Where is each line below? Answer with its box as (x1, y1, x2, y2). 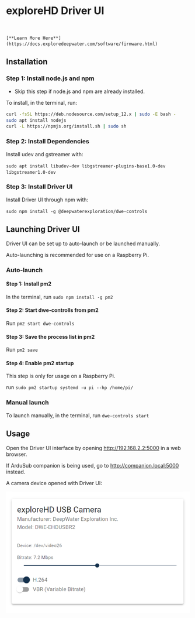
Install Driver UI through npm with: (6, 196, 89, 203)
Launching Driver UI (6, 224, 80, 235)
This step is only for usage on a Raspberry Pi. (6, 373, 116, 380)
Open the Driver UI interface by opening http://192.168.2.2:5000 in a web (6, 444, 181, 451)
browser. (6, 451, 27, 458)
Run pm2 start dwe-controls (6, 320, 75, 327)
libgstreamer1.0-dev (6, 169, 57, 175)
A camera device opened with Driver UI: (6, 479, 102, 486)
